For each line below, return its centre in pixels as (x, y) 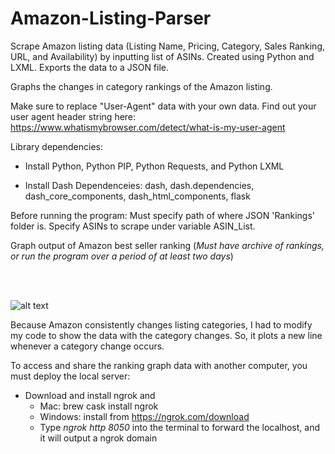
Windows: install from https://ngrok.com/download (144, 416)
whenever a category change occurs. (87, 346)
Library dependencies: (57, 146)
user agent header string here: (73, 116)
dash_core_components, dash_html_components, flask (137, 196)
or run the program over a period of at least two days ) (122, 256)
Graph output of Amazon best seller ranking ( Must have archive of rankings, (167, 245)
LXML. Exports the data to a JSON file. (90, 67)
